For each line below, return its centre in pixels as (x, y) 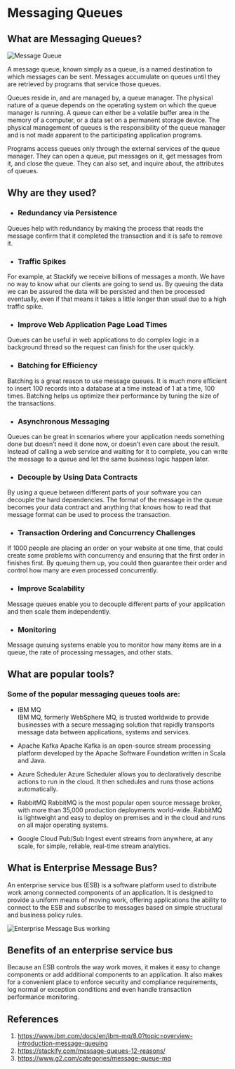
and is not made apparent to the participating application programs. (105, 135)
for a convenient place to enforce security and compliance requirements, (113, 982)
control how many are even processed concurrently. (83, 570)
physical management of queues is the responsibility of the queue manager (116, 127)
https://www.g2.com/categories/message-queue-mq (94, 1058)
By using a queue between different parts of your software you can (104, 492)
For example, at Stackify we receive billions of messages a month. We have (116, 276)
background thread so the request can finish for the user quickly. (101, 347)
